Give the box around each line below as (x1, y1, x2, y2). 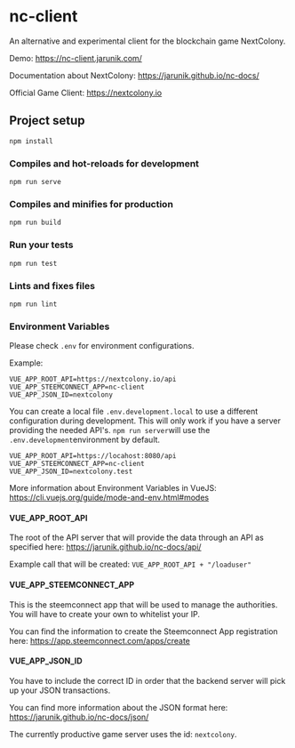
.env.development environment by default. (9, 434, 161, 446)
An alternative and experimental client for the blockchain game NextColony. (9, 36, 286, 46)
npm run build (9, 218, 62, 228)
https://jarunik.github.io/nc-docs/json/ (9, 712, 149, 722)
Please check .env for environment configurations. (9, 341, 195, 351)
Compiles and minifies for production (9, 197, 173, 210)
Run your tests (9, 238, 74, 251)
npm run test (9, 259, 58, 268)
